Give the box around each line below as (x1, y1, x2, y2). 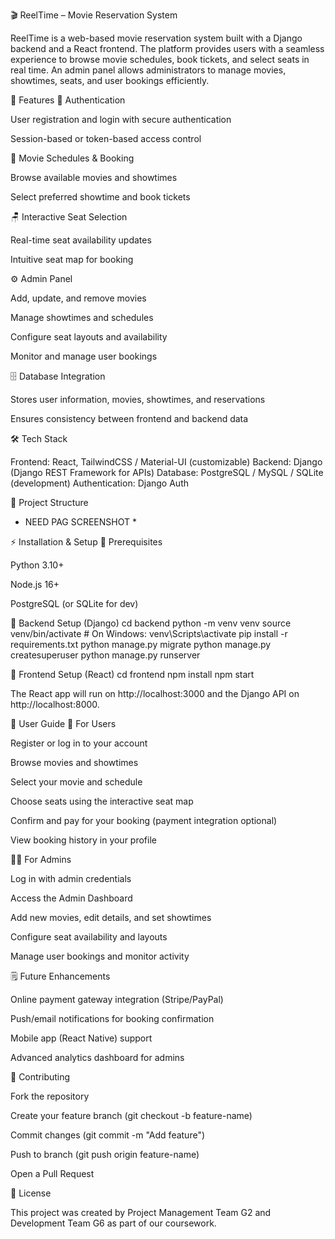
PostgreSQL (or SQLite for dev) (10, 598, 139, 609)
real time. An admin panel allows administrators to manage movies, (10, 64, 287, 76)
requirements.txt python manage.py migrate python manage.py (10, 639, 272, 650)
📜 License (10, 1187, 52, 1199)
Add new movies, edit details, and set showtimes (10, 912, 212, 923)
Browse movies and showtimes (10, 757, 139, 768)
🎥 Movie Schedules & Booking (10, 152, 135, 164)
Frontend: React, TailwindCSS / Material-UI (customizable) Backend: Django (10, 456, 323, 468)
